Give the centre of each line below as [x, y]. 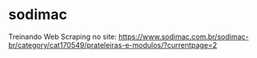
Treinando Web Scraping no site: [62, 37]
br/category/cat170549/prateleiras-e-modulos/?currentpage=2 [113, 44]
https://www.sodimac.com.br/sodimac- [183, 37]
